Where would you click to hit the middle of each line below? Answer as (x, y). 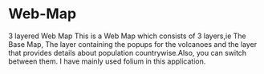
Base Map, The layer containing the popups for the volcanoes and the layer (133, 44)
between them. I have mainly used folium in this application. (107, 61)
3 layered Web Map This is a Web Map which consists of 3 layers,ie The (127, 36)
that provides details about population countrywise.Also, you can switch (128, 53)
